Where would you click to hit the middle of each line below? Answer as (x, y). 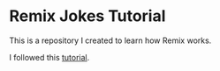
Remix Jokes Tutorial (87, 16)
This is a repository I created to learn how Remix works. (110, 40)
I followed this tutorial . (49, 57)
